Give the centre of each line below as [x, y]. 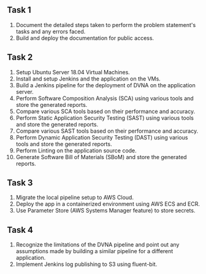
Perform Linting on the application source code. [76, 151]
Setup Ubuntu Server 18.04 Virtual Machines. [73, 72]
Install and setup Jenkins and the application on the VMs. [88, 79]
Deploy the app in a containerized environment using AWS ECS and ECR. [108, 204]
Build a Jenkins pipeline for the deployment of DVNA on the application [105, 85]
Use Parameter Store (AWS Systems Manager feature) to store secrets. [105, 211]
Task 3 [20, 183]
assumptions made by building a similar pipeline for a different [94, 251]
